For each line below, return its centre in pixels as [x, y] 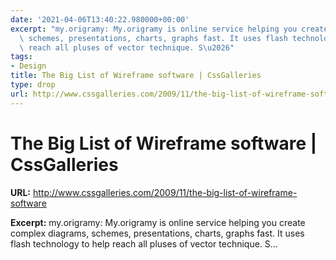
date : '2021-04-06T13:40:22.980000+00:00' [100, 19]
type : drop [33, 85]
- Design [28, 66]
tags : [21, 57]
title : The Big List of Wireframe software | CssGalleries [136, 76]
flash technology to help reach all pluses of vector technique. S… [144, 243]
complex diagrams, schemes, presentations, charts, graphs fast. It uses [157, 233]
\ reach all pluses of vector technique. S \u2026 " [127, 47]
